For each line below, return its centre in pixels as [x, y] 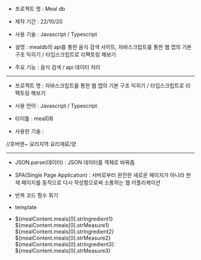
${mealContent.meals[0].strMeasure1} [62, 225]
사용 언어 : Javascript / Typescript [56, 106]
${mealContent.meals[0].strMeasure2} [63, 238]
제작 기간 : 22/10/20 [39, 22]
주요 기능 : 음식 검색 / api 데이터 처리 [57, 67]
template [26, 207]
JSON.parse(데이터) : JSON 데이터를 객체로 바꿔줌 [75, 162]
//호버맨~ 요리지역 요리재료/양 [41, 144]
